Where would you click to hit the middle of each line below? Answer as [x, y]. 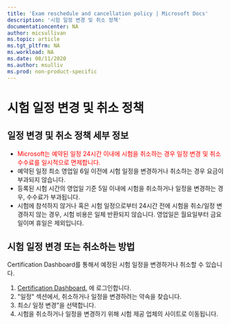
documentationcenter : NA [43, 26]
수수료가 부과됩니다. [54, 197]
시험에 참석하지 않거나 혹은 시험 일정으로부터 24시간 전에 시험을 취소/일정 [116, 206]
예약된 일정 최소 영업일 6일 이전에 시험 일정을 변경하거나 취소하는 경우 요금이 [120, 171]
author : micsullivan [37, 33]
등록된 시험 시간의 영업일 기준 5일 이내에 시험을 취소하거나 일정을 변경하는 [116, 188]
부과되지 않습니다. [41, 179]
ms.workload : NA [30, 53]
